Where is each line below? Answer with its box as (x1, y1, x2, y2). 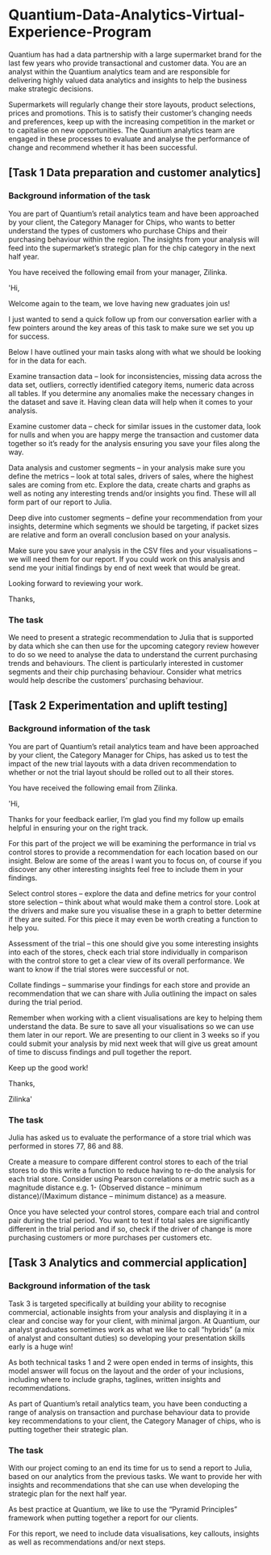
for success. (8, 331, 50, 341)
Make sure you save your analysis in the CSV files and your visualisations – (8, 546, 258, 555)
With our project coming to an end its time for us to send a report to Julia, (8, 1463, 252, 1473)
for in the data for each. (8, 356, 87, 365)
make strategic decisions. (8, 83, 94, 94)
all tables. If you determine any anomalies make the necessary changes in (8, 388, 254, 398)
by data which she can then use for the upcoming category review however (8, 641, 260, 651)
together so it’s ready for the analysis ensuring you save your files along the (8, 438, 261, 448)
